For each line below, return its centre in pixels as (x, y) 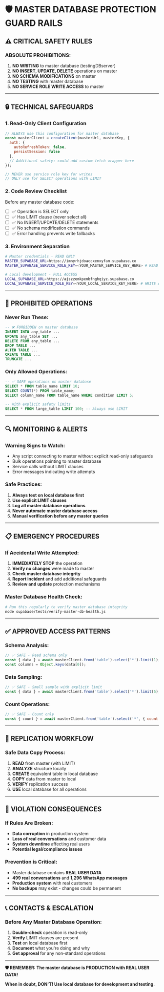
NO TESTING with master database (48, 81)
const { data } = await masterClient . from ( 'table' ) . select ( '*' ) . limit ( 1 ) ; (83, 660)
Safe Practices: (24, 484)
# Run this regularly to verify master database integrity (66, 607)
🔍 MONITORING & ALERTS (46, 429)
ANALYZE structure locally (39, 768)
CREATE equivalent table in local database (55, 774)
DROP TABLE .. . (20, 345)
